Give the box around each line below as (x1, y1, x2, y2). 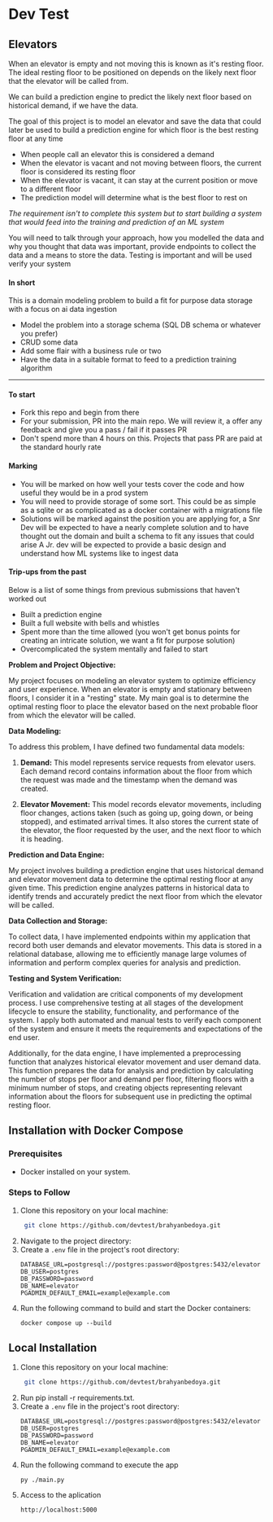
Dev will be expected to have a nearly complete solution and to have (19, 522, 249, 532)
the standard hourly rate (19, 442, 102, 452)
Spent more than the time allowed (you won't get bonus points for (19, 626, 240, 636)
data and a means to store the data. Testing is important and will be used (8, 250, 253, 260)
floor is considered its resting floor (19, 167, 136, 176)
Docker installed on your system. (19, 1166, 131, 1177)
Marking (8, 461, 38, 471)
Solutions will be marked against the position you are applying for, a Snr (19, 514, 261, 524)
